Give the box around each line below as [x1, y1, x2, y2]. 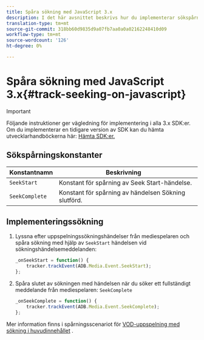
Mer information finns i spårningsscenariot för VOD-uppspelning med [6, 321, 180, 328]
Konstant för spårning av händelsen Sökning [58, 188, 185, 197]
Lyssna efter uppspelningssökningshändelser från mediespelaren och [15, 233, 190, 240]
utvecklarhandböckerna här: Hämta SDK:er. [6, 132, 115, 140]
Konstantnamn [9, 168, 53, 177]
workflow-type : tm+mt [6, 32, 61, 38]
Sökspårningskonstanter [6, 150, 103, 160]
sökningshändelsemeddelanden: [15, 246, 97, 253]
